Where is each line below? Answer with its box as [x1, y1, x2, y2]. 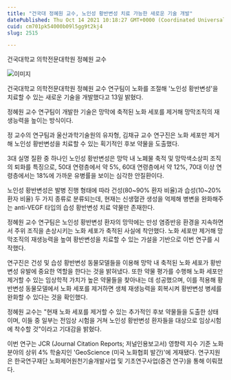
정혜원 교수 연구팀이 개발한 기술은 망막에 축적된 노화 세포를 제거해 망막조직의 [7, 108, 213, 116]
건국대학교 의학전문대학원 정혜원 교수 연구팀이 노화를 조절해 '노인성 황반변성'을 [7, 84, 219, 93]
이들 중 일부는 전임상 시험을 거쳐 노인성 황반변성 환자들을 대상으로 [21, 317, 198, 325]
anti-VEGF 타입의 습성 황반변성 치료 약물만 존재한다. [14, 203, 155, 212]
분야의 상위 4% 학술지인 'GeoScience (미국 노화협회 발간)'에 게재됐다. [7, 348, 197, 357]
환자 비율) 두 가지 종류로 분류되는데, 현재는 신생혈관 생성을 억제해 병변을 [7, 194, 200, 203]
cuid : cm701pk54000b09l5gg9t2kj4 [7, 23, 103, 30]
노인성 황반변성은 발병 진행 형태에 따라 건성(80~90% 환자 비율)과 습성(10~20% [7, 186, 222, 194]
